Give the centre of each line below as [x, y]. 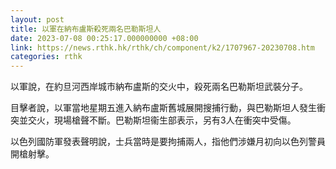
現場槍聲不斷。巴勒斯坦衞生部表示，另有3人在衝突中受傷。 [175, 120]
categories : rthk [46, 57]
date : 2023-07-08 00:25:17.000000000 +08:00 [104, 38]
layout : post [37, 19]
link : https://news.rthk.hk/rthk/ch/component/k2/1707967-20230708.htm [162, 47]
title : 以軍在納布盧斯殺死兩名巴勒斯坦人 [86, 29]
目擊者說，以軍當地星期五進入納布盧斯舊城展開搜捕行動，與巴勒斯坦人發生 [163, 108]
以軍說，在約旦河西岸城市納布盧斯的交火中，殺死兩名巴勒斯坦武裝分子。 [159, 87]
